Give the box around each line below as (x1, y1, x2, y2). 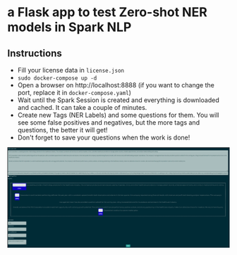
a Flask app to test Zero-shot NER (7, 4, 208, 20)
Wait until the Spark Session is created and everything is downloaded (17, 96, 220, 104)
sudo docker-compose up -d (17, 75, 97, 82)
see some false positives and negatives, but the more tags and (17, 118, 200, 127)
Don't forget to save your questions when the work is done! (17, 133, 190, 142)
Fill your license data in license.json (17, 66, 125, 74)
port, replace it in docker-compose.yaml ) (17, 89, 132, 97)
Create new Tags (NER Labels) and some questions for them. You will (17, 111, 219, 119)
